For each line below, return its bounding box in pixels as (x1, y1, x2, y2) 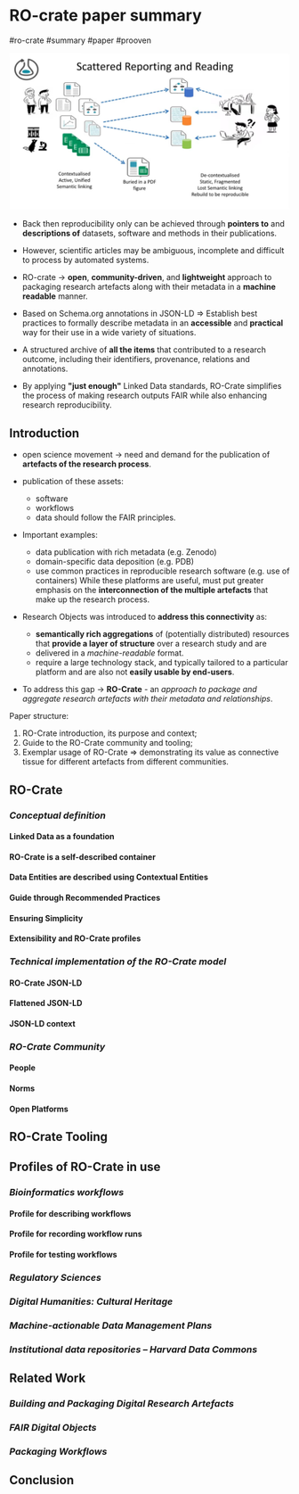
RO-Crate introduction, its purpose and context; (21, 728, 198, 739)
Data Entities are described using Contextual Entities (9, 871, 209, 883)
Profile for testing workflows (9, 1250, 117, 1260)
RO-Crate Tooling (9, 1129, 109, 1144)
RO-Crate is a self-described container (9, 851, 156, 862)
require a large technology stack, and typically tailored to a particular (35, 657, 289, 668)
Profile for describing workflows (9, 1208, 132, 1218)
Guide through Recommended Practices (9, 892, 161, 903)
